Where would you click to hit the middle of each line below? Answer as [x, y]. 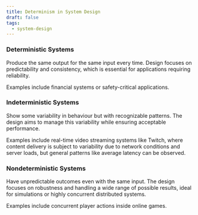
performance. [23, 128]
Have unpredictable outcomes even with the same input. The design [91, 181]
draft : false [22, 17]
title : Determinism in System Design [53, 12]
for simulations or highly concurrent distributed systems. [76, 194]
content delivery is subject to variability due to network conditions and [93, 146]
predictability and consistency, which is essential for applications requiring [98, 69]
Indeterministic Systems [43, 103]
